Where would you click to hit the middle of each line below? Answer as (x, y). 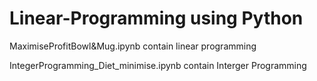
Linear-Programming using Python (156, 18)
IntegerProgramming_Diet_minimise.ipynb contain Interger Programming (158, 65)
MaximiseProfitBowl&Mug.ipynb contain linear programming (133, 46)
